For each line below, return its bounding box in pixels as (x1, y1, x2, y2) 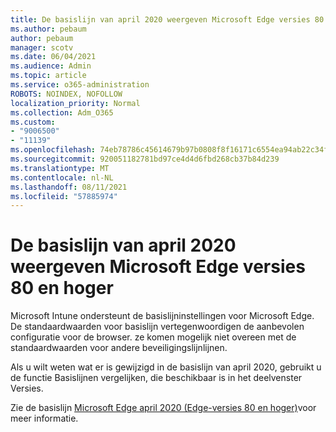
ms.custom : (10, 117, 56, 127)
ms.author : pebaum (10, 24, 87, 34)
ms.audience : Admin (10, 61, 92, 71)
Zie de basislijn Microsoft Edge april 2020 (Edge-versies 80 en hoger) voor (10, 402, 317, 414)
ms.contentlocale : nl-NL (10, 172, 114, 183)
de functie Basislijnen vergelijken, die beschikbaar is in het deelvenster (10, 372, 303, 384)
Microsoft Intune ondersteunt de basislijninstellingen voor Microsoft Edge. (10, 310, 315, 322)
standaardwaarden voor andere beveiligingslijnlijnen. (10, 342, 228, 354)
